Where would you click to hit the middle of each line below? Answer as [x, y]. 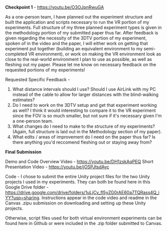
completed [16, 54]
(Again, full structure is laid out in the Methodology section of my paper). [87, 131]
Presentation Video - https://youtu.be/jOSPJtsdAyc [57, 167]
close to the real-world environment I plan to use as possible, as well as [79, 59]
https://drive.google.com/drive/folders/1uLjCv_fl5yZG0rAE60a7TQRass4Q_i [82, 192]
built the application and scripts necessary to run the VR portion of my [77, 22]
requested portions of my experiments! [45, 70]
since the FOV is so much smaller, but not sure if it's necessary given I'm [87, 116]
